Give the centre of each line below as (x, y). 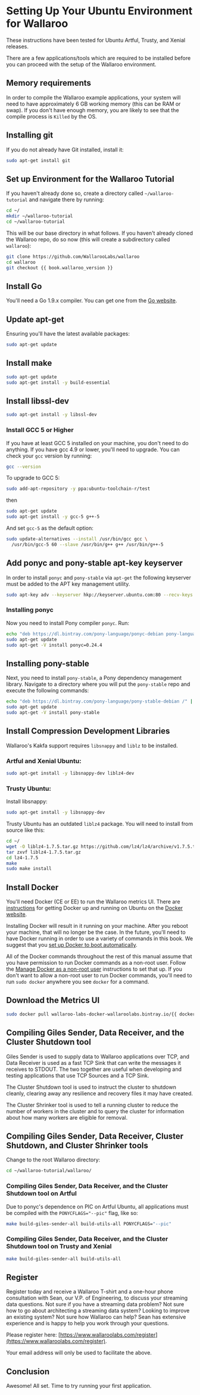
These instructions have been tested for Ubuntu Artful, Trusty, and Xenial (96, 40)
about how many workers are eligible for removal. (67, 1117)
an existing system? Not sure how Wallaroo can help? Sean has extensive (96, 1317)
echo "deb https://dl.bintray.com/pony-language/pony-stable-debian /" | (100, 701)
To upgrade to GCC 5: (33, 478)
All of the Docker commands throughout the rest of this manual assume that (99, 956)
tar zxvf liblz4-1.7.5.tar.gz (44, 852)
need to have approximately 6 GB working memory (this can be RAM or (93, 104)
